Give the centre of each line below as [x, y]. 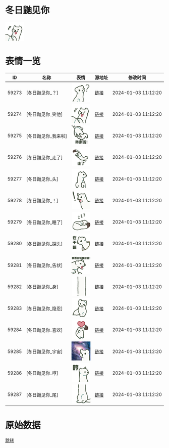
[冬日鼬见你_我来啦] [46, 136]
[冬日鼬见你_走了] [44, 157]
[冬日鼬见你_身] [42, 287]
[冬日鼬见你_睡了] [44, 222]
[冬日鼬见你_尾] [42, 394]
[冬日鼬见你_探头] [44, 244]
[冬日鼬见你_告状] [44, 265]
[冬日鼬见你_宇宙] [44, 351]
